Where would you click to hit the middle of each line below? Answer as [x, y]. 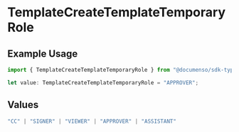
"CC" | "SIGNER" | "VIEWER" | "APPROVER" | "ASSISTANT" [92, 121]
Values [23, 105]
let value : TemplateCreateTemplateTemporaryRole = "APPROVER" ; [103, 82]
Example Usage [43, 54]
